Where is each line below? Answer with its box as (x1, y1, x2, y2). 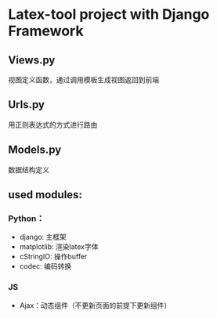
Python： (8, 213, 45, 224)
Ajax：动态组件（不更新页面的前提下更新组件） (19, 300, 172, 310)
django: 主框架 (19, 233, 67, 242)
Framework (8, 22, 84, 40)
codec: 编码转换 (19, 262, 72, 271)
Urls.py (8, 98, 45, 111)
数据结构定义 (8, 164, 49, 174)
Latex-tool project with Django (8, 5, 210, 23)
